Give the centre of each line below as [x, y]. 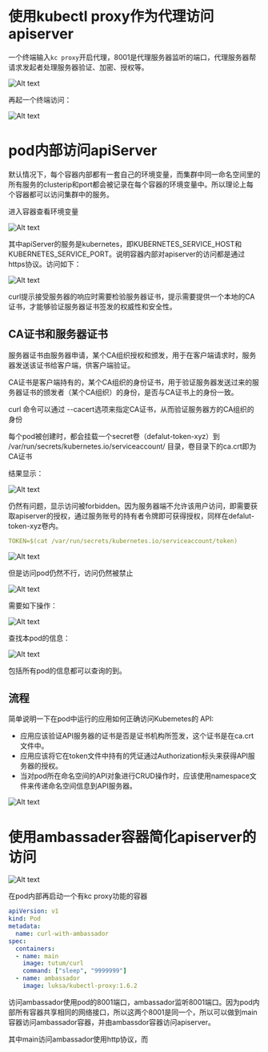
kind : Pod [25, 919]
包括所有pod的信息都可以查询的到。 [67, 671]
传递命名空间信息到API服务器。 [86, 786]
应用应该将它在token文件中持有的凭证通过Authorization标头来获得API [134, 756]
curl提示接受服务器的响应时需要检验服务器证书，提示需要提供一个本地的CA [132, 296]
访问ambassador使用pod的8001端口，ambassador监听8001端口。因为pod [131, 1002]
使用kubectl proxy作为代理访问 [111, 16]
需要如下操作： [33, 605]
